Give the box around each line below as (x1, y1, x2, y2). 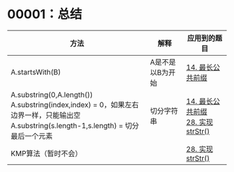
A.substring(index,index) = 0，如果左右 (10, 100, 139, 109)
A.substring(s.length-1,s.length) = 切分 (10, 120, 139, 130)
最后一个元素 (10, 131, 54, 141)
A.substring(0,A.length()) (10, 90, 93, 100)
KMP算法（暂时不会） (10, 148, 82, 158)
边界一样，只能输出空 (10, 110, 81, 120)
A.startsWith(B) (10, 67, 61, 77)
